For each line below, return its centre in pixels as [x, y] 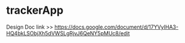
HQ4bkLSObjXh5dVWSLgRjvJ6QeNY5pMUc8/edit [68, 33]
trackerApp [35, 10]
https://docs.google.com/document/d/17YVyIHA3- [117, 27]
